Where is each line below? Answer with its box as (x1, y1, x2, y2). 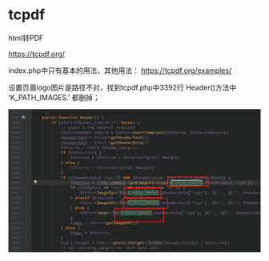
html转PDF (8, 33, 44, 42)
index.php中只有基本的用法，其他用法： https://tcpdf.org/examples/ (8, 66, 232, 75)
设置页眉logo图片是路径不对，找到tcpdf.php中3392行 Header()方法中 (8, 82, 237, 92)
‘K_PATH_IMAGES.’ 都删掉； (8, 92, 100, 102)
